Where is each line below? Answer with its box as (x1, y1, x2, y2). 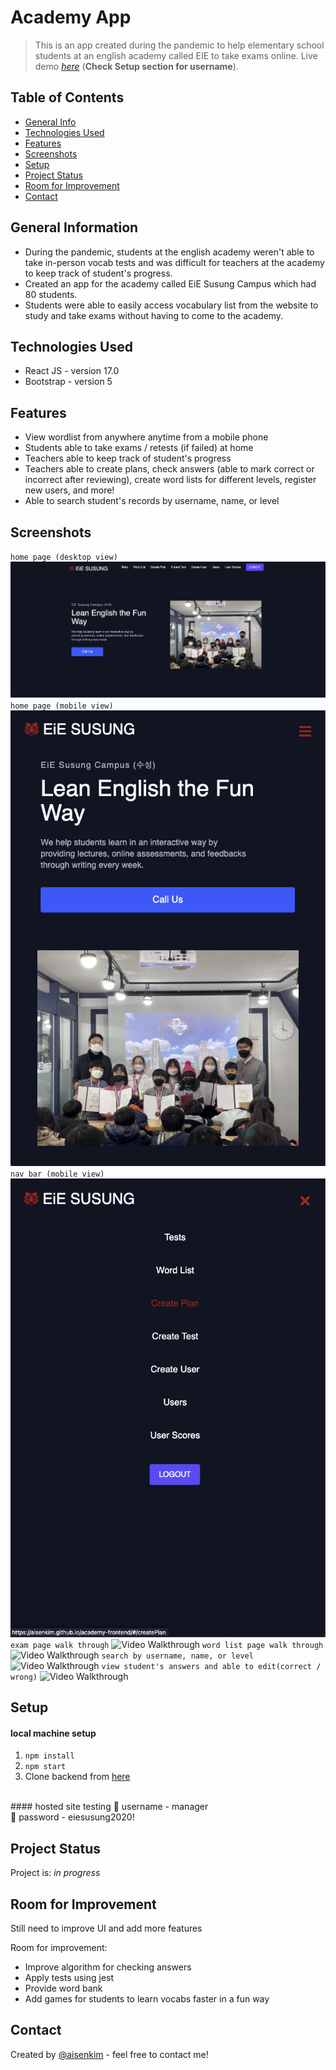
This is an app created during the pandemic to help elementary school (34, 39, 325, 51)
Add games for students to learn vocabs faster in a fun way (24, 1993, 270, 2005)
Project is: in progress (10, 1867, 101, 1879)
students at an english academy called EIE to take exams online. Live (34, 49, 318, 61)
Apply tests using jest (24, 1972, 115, 1984)
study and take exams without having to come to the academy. (24, 309, 284, 321)
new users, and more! (24, 484, 115, 496)
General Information (10, 219, 139, 236)
